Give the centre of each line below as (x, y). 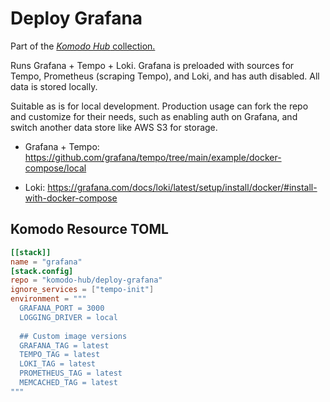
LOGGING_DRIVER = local (68, 317)
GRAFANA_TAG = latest (64, 345)
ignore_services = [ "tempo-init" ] (82, 290)
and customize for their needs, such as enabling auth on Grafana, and (154, 116)
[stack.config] (42, 271)
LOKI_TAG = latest (58, 364)
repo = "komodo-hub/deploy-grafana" (86, 280)
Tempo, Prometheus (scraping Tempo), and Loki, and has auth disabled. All (165, 76)
